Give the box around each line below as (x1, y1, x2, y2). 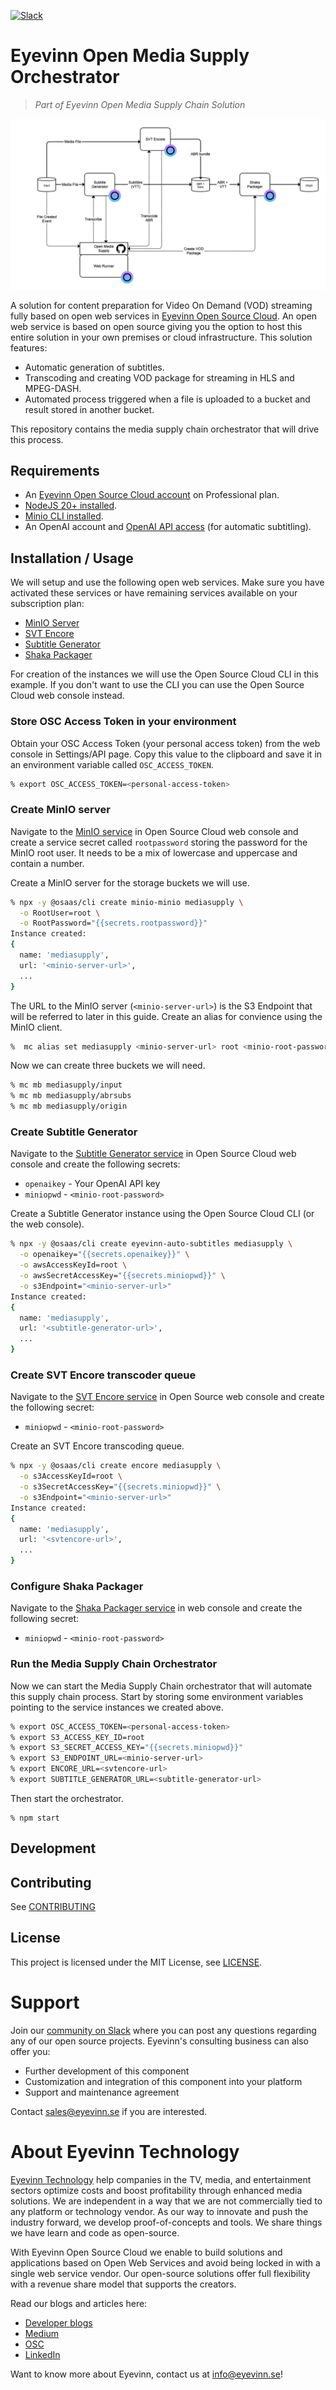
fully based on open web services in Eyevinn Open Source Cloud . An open (10, 310, 318, 322)
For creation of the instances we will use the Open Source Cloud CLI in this (10, 668, 319, 680)
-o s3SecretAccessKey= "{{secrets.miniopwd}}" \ (19, 1482, 222, 1492)
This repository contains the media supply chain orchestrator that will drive (10, 423, 320, 435)
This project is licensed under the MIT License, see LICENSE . (10, 1956, 263, 1968)
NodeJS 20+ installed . (24, 500, 118, 512)
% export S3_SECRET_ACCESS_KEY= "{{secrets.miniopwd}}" (10, 1743, 244, 1753)
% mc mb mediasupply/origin (10, 1101, 128, 1112)
